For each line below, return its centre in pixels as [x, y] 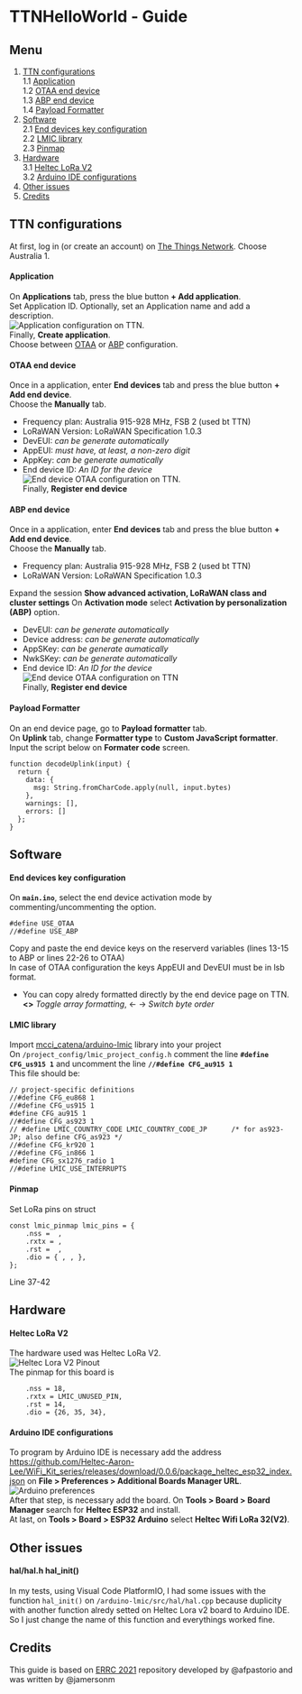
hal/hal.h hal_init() [44, 1570]
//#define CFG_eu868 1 [52, 1098]
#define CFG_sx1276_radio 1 [62, 1161]
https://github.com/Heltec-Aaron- [72, 1462]
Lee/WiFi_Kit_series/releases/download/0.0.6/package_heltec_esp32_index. [151, 1471]
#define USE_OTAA [42, 924]
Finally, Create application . [60, 335]
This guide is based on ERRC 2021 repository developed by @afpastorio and [151, 1670]
